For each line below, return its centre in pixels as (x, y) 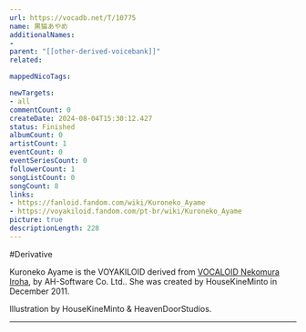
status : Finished (42, 127)
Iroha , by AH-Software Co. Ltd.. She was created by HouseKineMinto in (143, 281)
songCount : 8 (34, 186)
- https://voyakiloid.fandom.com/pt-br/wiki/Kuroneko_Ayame (126, 211)
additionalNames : (42, 35)
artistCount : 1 (38, 144)
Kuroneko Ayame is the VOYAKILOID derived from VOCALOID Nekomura (145, 272)
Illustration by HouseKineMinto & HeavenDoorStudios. (111, 308)
